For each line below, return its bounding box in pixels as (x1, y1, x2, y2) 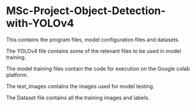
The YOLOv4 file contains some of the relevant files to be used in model (6, 47, 181, 54)
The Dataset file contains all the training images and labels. (6, 94, 150, 101)
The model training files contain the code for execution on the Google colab (6, 65, 190, 72)
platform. (6, 71, 28, 78)
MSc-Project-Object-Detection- (6, 4, 166, 18)
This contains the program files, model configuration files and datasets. (6, 36, 180, 43)
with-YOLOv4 (6, 16, 74, 30)
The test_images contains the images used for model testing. (6, 82, 155, 89)
